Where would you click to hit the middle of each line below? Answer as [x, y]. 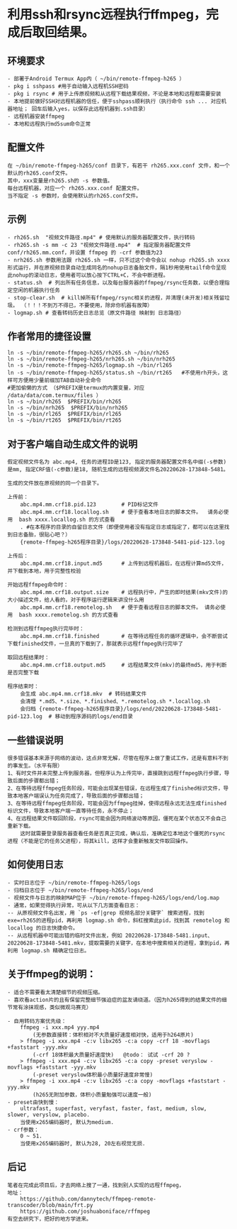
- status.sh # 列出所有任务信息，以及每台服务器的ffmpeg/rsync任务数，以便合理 [116, 282]
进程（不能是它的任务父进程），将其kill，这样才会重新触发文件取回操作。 [99, 842]
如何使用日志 [35, 865]
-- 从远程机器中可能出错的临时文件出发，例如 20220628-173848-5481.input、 [110, 935]
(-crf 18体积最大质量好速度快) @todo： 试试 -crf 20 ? [111, 1054]
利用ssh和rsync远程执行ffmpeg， [107, 15]
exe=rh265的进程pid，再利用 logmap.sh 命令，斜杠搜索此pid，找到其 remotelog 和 [118, 920]
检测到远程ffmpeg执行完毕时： [46, 629]
